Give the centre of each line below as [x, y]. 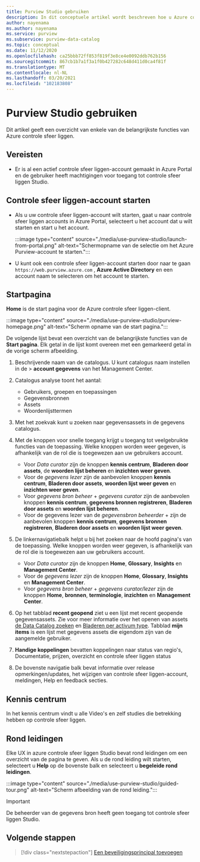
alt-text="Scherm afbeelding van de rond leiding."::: [94, 790]
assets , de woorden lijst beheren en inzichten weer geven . [97, 471]
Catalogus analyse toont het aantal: [58, 380]
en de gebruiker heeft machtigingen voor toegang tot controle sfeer [98, 175]
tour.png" [18, 790]
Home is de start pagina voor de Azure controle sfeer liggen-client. [88, 309]
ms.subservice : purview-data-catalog [53, 39]
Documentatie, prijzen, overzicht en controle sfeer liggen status [93, 656]
